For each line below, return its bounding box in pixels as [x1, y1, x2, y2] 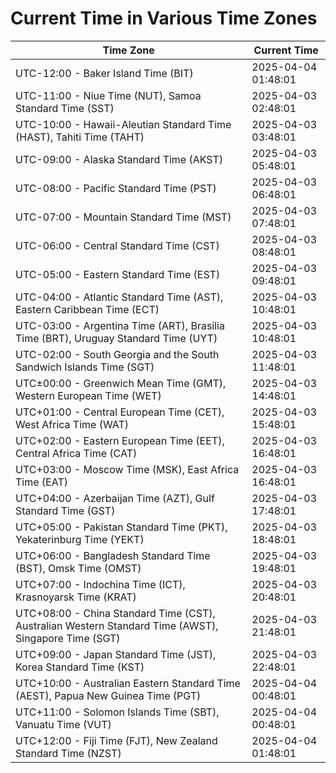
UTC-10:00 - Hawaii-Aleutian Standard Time [15, 117, 232, 131]
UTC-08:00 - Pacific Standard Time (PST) [15, 181, 217, 195]
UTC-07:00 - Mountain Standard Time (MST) [15, 210, 232, 224]
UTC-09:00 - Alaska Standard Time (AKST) [15, 152, 224, 166]
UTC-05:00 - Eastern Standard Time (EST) [15, 267, 221, 281]
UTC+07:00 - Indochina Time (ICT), [15, 577, 186, 591]
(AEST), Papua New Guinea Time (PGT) [15, 688, 202, 702]
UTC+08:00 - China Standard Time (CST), [15, 606, 216, 620]
